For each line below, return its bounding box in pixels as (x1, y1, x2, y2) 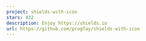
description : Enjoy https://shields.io (6, 20, 108, 26)
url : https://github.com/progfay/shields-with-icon (6, 25, 140, 32)
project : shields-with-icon (6, 8, 78, 15)
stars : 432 (6, 14, 34, 20)
